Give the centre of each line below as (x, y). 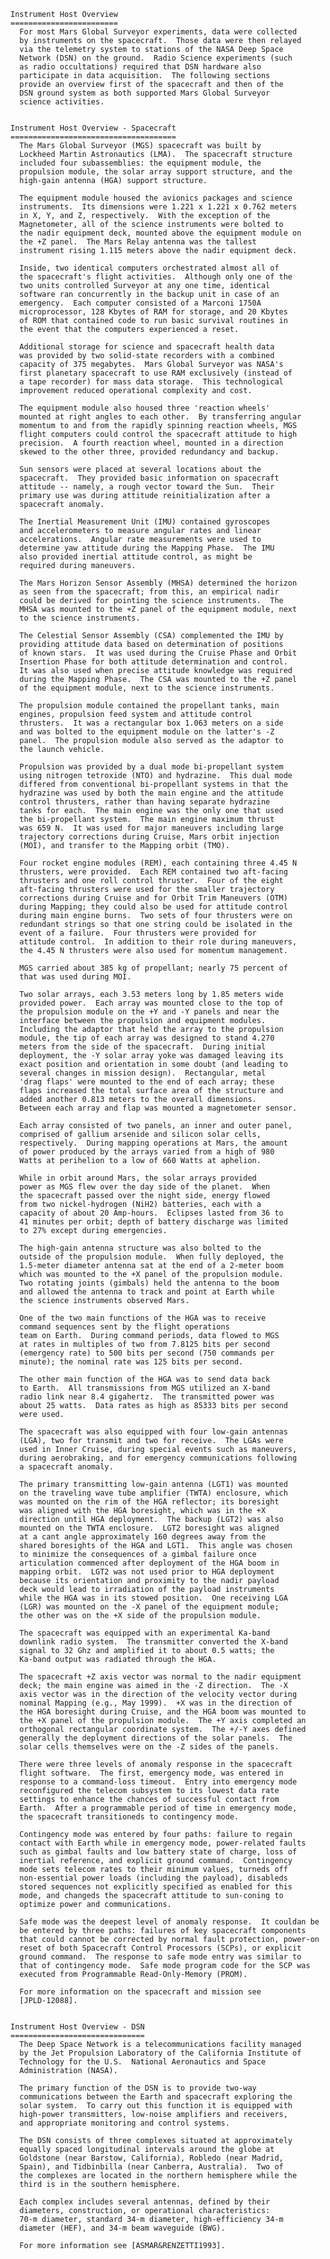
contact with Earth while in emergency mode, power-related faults (163, 1843)
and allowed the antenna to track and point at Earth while (147, 1292)
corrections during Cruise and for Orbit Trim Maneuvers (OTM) (153, 898)
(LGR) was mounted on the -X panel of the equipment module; (149, 1607)
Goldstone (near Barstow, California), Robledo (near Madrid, (151, 2158)
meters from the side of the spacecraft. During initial (143, 1047)
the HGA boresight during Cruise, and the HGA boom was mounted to (163, 1712)
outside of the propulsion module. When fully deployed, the (151, 1257)
